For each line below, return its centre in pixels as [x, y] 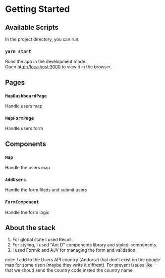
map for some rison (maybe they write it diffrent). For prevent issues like [79, 265]
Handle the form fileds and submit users [46, 190]
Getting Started [38, 9]
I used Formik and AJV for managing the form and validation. [74, 250]
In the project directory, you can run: [42, 39]
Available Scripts [32, 27]
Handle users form [24, 128]
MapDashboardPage [26, 96]
